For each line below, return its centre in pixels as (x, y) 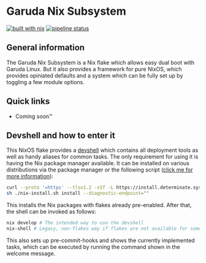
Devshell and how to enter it (61, 135)
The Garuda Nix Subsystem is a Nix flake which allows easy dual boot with (101, 62)
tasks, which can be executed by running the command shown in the (93, 246)
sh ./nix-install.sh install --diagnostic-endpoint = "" (78, 194)
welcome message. (31, 253)
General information (45, 48)
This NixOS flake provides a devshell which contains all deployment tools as (102, 150)
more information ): (30, 176)
